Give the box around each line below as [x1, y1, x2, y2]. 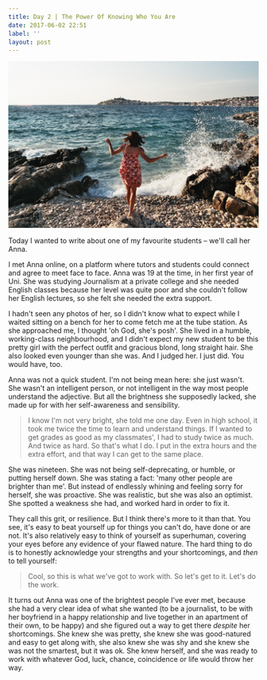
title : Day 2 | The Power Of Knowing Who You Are [8, 13, 176, 21]
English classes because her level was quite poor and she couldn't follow [8, 284, 248, 294]
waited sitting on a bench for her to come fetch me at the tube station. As [8, 317, 248, 326]
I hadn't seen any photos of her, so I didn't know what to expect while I [8, 308, 240, 318]
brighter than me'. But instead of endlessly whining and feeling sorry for [8, 481, 244, 491]
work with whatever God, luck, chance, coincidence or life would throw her [8, 654, 254, 663]
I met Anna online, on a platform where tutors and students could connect [8, 259, 250, 269]
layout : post [8, 38, 52, 46]
